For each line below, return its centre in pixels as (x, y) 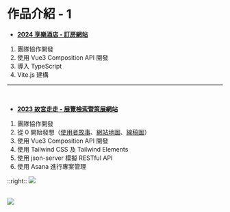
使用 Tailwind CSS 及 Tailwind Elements (73, 149)
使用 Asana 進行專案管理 (52, 166)
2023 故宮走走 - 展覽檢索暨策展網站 (67, 109)
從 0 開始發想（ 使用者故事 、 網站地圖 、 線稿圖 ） (84, 132)
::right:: (17, 181)
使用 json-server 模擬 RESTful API (65, 158)
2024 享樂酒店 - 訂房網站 (52, 34)
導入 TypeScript (39, 66)
